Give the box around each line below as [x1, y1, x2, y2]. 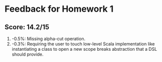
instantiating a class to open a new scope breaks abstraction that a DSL [11, 46, 157, 52]
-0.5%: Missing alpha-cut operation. [11, 36, 86, 41]
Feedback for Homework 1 [4, 3, 114, 15]
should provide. [11, 51, 44, 57]
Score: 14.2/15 [4, 23, 50, 31]
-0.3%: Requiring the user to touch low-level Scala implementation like [11, 41, 155, 47]
